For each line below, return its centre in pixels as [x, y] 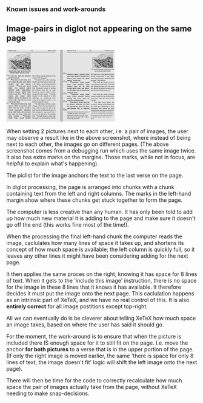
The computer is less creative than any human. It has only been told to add [99, 212]
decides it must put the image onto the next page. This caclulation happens [100, 293]
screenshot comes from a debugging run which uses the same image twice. [101, 150]
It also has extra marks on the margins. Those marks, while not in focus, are [101, 157]
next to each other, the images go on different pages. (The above [88, 144]
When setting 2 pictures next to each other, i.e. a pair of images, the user [98, 131]
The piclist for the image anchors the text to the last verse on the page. [95, 175]
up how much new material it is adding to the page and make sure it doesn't [101, 218]
